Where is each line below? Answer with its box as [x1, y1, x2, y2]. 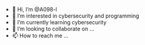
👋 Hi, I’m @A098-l [12, 6, 58, 13]
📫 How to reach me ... [12, 32, 69, 39]
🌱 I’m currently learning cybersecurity [12, 19, 107, 26]
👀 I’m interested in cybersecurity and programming [12, 12, 140, 19]
